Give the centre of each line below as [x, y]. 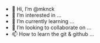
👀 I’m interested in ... [36, 15]
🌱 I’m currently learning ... [43, 21]
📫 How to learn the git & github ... [53, 34]
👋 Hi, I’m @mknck [33, 9]
